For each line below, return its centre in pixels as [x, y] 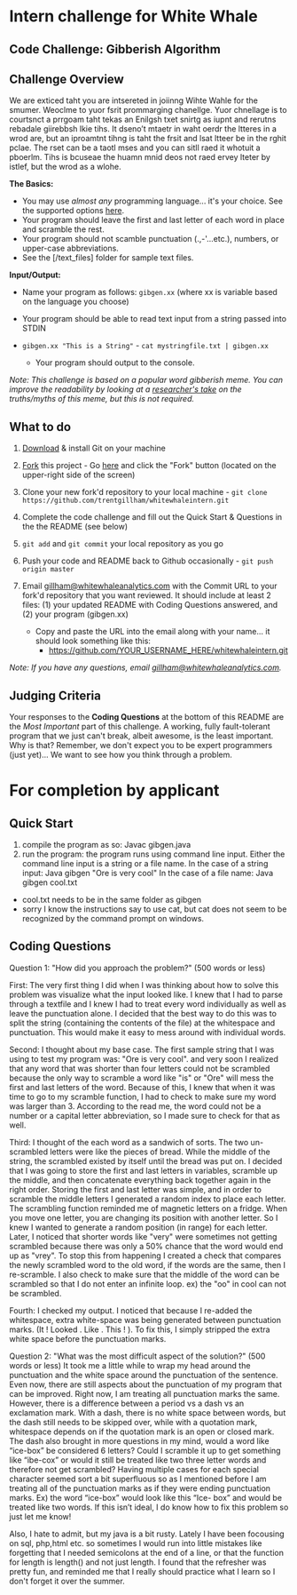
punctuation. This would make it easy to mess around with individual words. [148, 1032]
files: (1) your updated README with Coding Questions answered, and [150, 605]
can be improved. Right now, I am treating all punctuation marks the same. [145, 1393]
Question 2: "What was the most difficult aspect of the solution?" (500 [137, 1356]
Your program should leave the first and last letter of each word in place [153, 220]
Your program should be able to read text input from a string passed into [154, 319]
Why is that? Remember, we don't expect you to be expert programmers [141, 746]
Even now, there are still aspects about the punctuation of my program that [145, 1384]
